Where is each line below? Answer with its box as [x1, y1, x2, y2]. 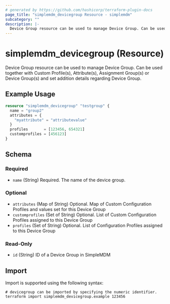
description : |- [5, 21, 39, 27]
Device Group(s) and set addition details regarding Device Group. [5, 75, 142, 81]
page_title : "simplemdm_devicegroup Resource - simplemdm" [5, 12, 133, 17]
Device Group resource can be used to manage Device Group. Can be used [5, 65, 163, 71]
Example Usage [5, 90, 56, 98]
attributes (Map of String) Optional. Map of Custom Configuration [12, 200, 152, 207]
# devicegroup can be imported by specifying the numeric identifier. [5, 289, 157, 294]
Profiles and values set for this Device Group [12, 206, 106, 212]
